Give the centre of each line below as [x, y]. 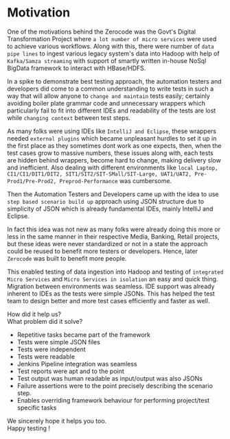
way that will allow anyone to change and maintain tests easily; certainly [109, 96]
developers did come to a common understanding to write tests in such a [111, 88]
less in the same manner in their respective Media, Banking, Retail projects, [113, 236]
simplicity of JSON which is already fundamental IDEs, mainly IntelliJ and [110, 209]
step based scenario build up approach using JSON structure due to [106, 201]
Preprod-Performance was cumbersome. [116, 180]
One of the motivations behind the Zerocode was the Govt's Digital [102, 32]
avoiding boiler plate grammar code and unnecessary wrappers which [106, 103]
